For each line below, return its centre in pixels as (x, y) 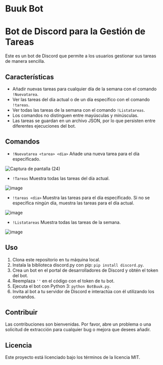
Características (30, 77)
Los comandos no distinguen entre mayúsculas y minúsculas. (75, 115)
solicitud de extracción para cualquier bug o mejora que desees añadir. (78, 330)
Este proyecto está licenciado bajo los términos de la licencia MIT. (73, 358)
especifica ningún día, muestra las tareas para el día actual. (73, 203)
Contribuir (22, 312)
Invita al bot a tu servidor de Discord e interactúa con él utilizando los (83, 291)
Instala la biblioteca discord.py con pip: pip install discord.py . (78, 265)
